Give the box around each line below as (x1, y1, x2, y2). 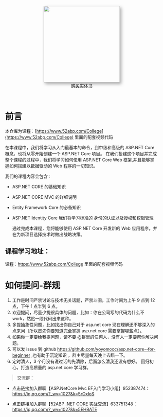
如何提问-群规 (5, 280, 61, 291)
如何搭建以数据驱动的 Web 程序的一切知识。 (9, 162, 98, 169)
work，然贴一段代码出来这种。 (12, 315, 74, 321)
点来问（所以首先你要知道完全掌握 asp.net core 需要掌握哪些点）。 (12, 327, 145, 333)
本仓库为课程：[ (5, 128, 37, 134)
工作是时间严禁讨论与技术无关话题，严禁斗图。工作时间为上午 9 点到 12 (12, 297, 155, 303)
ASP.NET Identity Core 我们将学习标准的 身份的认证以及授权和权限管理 (12, 215, 154, 221)
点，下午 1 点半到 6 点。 (12, 303, 60, 309)
